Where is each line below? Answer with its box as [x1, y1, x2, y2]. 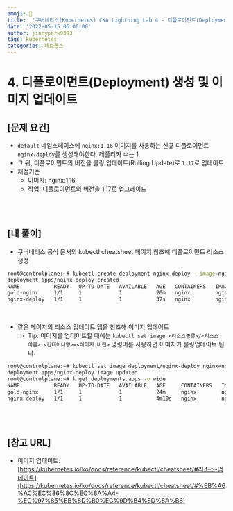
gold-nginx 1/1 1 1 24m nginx [7, 388, 197, 396]
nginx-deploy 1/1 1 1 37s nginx [7, 296, 191, 303]
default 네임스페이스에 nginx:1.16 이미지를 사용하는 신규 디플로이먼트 [17, 142, 209, 149]
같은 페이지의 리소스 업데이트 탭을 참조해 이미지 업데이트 [17, 323, 170, 331]
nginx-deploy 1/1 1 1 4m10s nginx [7, 395, 197, 402]
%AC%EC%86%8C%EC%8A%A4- [17, 489, 119, 497]
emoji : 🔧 [7, 10, 33, 17]
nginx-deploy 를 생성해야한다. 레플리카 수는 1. [17, 150, 141, 158]
